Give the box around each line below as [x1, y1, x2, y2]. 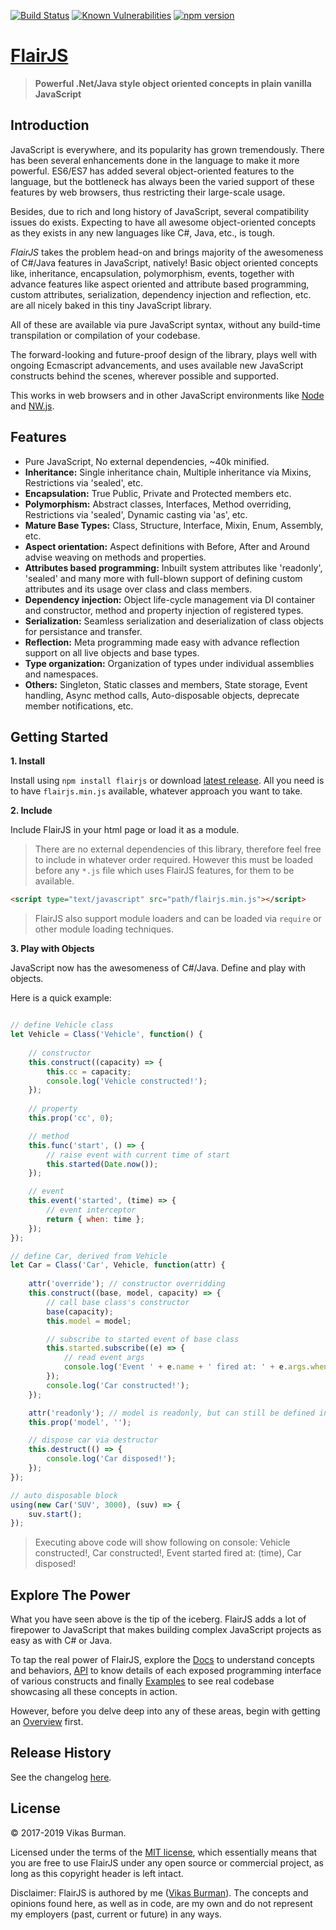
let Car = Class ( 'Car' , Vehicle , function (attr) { [10, 1260, 226, 1270]
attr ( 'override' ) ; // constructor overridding [28, 1279, 226, 1289]
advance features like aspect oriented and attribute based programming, [10, 278, 310, 290]
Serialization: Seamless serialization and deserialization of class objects [24, 615, 324, 627]
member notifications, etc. [24, 700, 134, 712]
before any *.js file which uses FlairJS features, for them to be [34, 865, 295, 877]
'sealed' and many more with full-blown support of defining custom [24, 572, 303, 584]
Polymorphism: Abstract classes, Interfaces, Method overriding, [24, 498, 292, 510]
